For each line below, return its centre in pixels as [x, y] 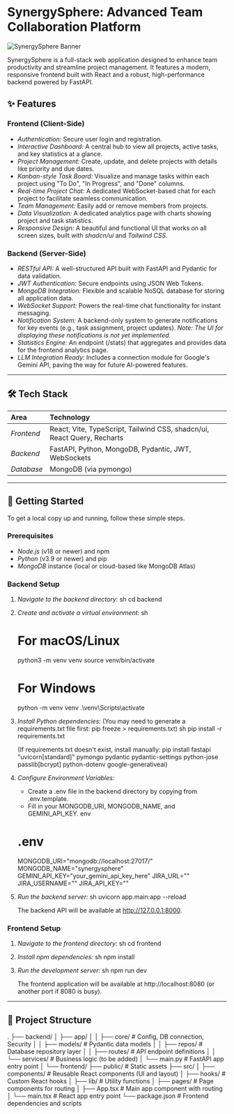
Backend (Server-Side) [47, 253]
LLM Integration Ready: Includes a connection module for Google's [114, 357]
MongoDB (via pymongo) [91, 469]
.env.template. [48, 799]
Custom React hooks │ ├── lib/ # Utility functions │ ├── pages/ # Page [110, 1081]
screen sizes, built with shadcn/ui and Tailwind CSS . [93, 235]
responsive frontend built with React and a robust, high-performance [106, 75]
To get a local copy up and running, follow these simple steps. [96, 518]
